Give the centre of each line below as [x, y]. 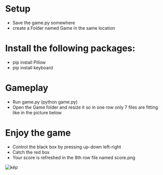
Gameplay [27, 88]
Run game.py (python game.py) [45, 102]
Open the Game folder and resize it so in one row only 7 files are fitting [85, 107]
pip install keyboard [33, 67]
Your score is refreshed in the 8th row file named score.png [74, 157]
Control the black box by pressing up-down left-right [67, 147]
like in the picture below [37, 112]
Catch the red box [31, 152]
